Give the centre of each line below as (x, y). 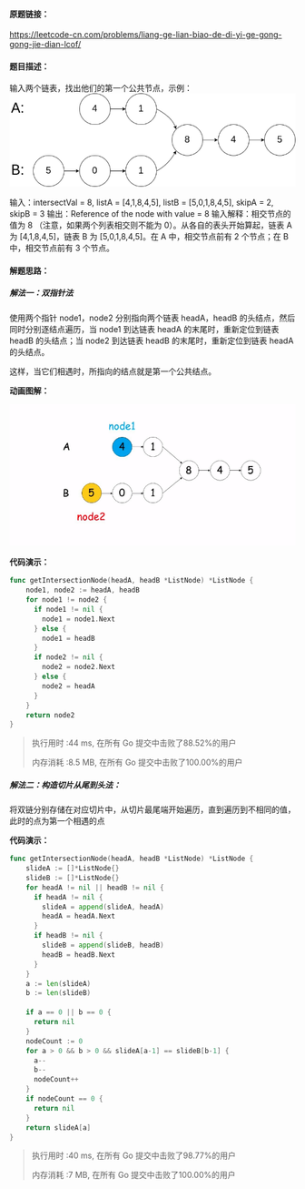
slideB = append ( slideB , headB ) (103, 945)
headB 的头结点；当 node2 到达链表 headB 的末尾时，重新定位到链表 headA (152, 340)
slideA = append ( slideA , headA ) (103, 907)
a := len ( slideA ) (59, 983)
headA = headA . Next (79, 916)
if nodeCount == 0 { (64, 1099)
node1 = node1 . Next (79, 619)
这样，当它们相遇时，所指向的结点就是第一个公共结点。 (113, 371)
